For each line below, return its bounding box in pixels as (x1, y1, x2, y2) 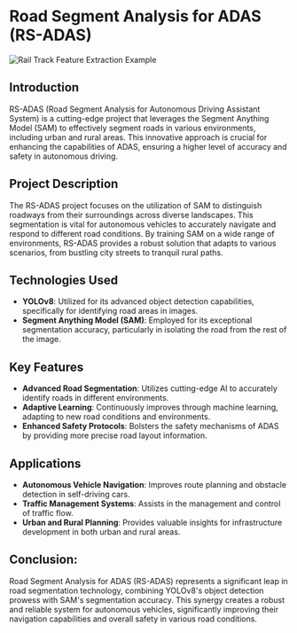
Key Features (9, 359, 84, 374)
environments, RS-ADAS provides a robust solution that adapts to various (9, 238, 277, 248)
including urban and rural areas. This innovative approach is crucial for (9, 131, 268, 143)
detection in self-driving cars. (21, 489, 130, 499)
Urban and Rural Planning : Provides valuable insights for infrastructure (21, 517, 283, 527)
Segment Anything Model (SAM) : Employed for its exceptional (21, 315, 253, 325)
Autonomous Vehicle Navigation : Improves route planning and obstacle (21, 480, 286, 489)
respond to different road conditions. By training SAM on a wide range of (9, 228, 275, 238)
